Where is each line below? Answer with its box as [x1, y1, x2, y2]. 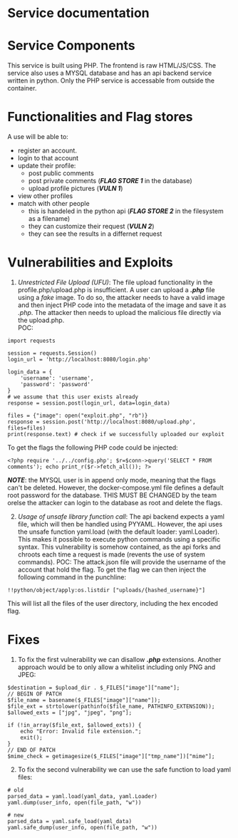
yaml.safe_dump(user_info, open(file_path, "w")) [7, 824, 158, 831]
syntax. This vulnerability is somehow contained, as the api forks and [17, 543, 221, 551]
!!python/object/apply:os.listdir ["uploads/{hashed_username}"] [7, 586, 205, 594]
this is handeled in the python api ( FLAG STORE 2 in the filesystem [28, 207, 224, 215]
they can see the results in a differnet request [28, 229, 162, 238]
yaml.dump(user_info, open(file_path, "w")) [7, 799, 142, 806]
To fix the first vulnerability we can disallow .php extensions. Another [17, 655, 222, 663]
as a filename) [28, 214, 71, 223]
